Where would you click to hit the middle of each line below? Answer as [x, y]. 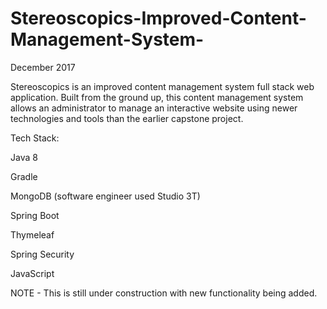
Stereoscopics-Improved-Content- [158, 18]
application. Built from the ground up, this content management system [157, 97]
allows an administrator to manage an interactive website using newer [154, 108]
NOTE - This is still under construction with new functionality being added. [164, 293]
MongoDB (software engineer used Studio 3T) [105, 196]
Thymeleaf [32, 234]
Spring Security [42, 254]
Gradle [24, 176]
